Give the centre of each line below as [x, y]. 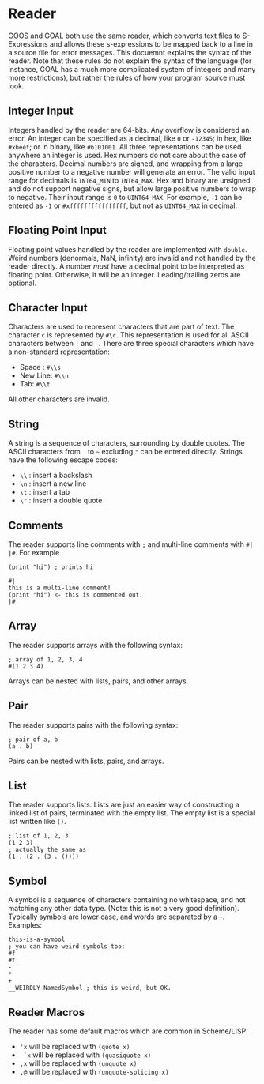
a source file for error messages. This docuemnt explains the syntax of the [130, 52]
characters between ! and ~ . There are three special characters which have [131, 344]
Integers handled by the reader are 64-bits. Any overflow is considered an [129, 130]
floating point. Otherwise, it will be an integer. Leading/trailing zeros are [124, 274]
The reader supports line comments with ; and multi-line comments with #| [131, 544]
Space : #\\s [40, 367]
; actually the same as [47, 850]
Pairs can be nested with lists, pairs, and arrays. [86, 761]
